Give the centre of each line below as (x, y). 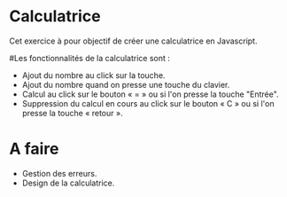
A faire (34, 149)
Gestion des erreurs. (59, 173)
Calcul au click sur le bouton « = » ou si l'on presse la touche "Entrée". (150, 94)
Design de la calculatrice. (68, 183)
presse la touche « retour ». (72, 113)
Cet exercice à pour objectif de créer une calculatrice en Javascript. (133, 41)
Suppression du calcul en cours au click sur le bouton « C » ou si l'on (148, 103)
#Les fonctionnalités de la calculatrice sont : (90, 58)
